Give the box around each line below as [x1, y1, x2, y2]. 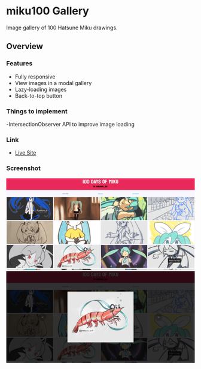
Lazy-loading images [14, 86, 67, 93]
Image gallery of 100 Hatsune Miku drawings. [6, 24, 118, 31]
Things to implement [6, 107, 68, 115]
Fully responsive [14, 73, 56, 80]
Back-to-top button [14, 92, 63, 99]
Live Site [14, 149, 36, 156]
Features [6, 59, 33, 68]
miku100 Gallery [6, 4, 90, 18]
